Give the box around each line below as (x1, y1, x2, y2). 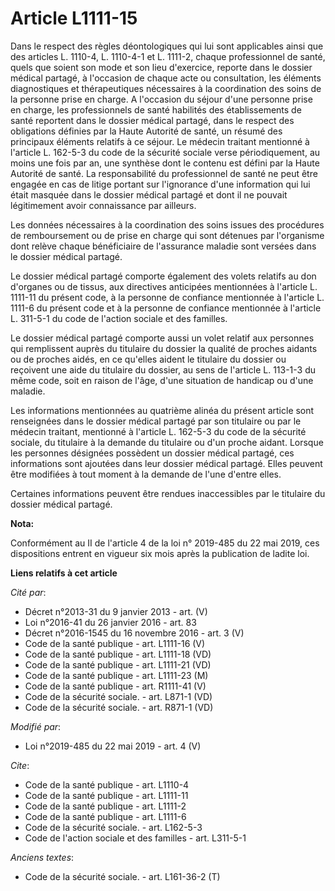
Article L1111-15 (10, 7, 138, 30)
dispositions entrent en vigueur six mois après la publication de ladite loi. (10, 547, 310, 559)
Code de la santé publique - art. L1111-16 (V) (24, 637, 206, 649)
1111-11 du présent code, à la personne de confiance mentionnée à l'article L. (10, 291, 325, 303)
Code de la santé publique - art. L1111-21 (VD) (24, 658, 212, 671)
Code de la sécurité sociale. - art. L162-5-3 (24, 821, 203, 833)
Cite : (10, 759, 30, 771)
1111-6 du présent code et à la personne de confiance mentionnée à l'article (10, 302, 322, 314)
